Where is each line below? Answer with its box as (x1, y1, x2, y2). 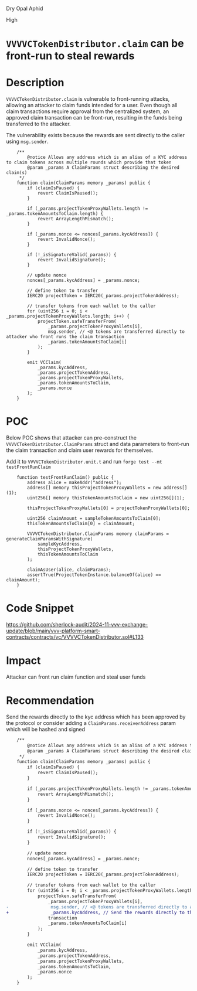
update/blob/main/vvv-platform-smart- (6, 627, 101, 634)
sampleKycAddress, (37, 542, 83, 547)
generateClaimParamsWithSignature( (6, 536, 93, 542)
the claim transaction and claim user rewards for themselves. (6, 447, 154, 454)
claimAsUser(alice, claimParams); (27, 567, 111, 573)
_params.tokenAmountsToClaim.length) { (6, 211, 104, 217)
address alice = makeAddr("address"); (27, 480, 122, 486)
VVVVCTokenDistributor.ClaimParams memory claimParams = (27, 531, 169, 537)
